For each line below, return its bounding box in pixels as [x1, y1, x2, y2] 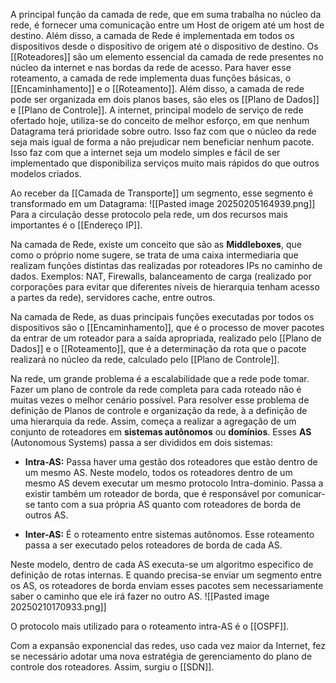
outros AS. [24, 509, 69, 521]
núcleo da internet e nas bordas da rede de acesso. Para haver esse [10, 62, 292, 73]
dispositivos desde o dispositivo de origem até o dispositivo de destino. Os [10, 40, 319, 52]
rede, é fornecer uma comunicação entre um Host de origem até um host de [10, 19, 325, 31]
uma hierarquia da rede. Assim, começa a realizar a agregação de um [10, 415, 297, 427]
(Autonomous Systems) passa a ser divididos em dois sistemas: [10, 437, 273, 448]
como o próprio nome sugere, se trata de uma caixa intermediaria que [10, 249, 299, 261]
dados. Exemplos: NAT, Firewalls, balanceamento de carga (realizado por [10, 270, 312, 282]
